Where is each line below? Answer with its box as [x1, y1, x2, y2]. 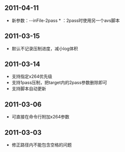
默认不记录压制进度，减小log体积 [11, 45, 79, 51]
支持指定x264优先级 [11, 73, 52, 80]
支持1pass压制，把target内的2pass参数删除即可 [11, 80, 107, 86]
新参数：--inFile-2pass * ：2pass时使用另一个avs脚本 [11, 17, 120, 23]
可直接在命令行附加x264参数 [11, 114, 69, 120]
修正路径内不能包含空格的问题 [11, 142, 72, 148]
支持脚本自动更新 [11, 86, 46, 92]
